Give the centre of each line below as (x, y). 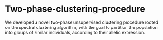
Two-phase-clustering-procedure (75, 9)
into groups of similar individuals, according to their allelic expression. (75, 32)
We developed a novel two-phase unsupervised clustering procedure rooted (81, 22)
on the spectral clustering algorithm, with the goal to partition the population (81, 27)
